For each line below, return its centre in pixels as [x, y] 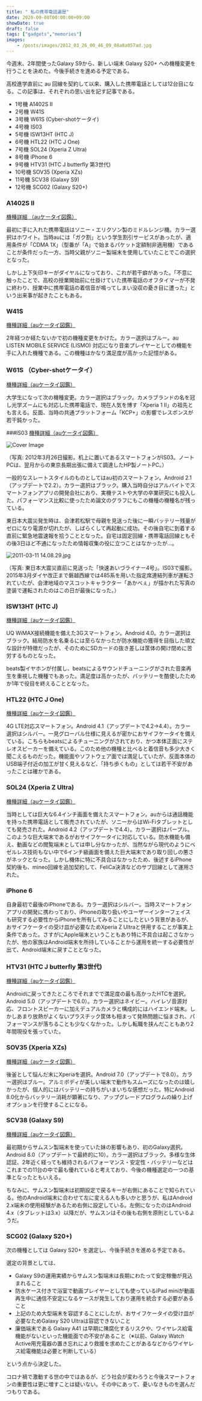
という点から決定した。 [35, 1364]
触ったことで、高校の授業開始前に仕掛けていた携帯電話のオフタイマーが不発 [101, 280]
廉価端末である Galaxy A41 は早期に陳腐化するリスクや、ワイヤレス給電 [104, 1329]
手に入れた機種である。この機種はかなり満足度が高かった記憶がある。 [93, 353]
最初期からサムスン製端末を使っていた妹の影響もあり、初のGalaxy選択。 [96, 1147]
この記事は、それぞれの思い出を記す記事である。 [77, 91]
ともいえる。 [48, 1177]
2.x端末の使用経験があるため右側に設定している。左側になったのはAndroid [99, 1205]
